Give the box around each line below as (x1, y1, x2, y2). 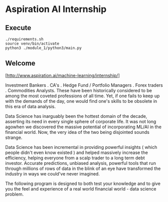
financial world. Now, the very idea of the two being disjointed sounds (5, 129, 149, 135)
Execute (5, 24, 32, 32)
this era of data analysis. (5, 103, 56, 109)
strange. (5, 134, 23, 140)
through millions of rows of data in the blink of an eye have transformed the (5, 165, 161, 171)
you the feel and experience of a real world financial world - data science (5, 185, 156, 191)
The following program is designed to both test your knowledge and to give (5, 180, 160, 186)
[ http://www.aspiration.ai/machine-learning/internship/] (5, 72, 120, 78)
